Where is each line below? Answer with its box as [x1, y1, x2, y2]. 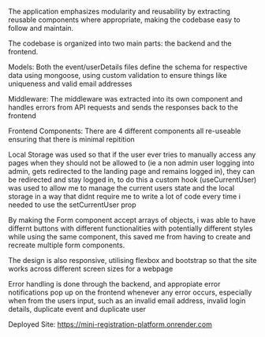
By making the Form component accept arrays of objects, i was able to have [8, 216, 256, 224]
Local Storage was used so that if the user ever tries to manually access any [8, 150, 256, 159]
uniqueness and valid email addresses [8, 79, 132, 88]
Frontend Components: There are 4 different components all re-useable [8, 126, 241, 135]
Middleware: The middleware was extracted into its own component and [8, 94, 243, 103]
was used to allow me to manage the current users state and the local [8, 183, 235, 192]
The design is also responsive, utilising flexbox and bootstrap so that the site [8, 256, 258, 265]
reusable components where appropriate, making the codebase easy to [8, 15, 241, 24]
